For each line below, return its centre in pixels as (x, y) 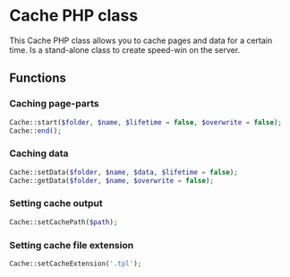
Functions (38, 78)
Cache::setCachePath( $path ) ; (64, 222)
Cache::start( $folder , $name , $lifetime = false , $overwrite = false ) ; (146, 122)
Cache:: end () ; (36, 131)
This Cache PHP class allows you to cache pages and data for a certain (141, 40)
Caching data (39, 153)
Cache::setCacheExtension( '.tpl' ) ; (76, 264)
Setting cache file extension (72, 245)
